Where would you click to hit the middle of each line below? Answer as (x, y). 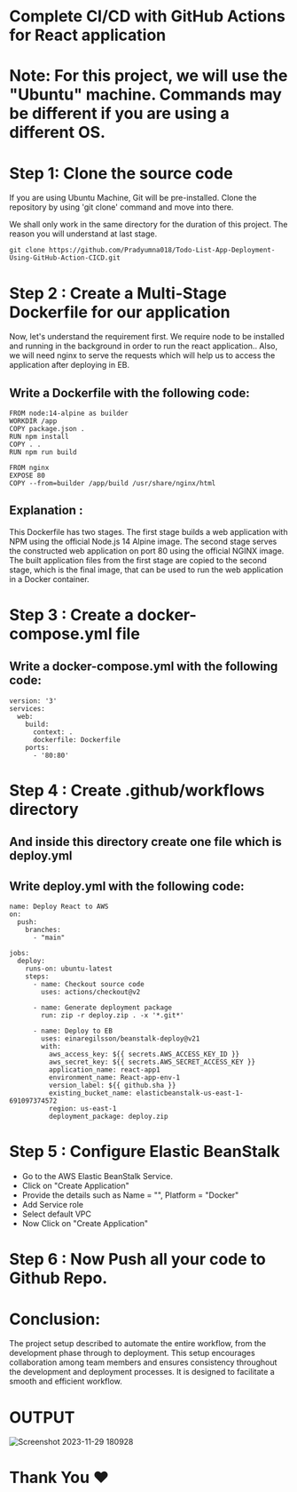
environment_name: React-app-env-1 (114, 1078)
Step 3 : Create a (72, 615)
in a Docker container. (50, 578)
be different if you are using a (120, 114)
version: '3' (33, 701)
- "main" (49, 938)
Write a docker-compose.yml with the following (144, 667)
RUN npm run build (43, 452)
